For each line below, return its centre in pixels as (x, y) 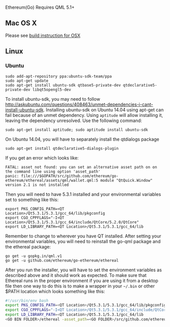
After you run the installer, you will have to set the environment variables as (83, 270)
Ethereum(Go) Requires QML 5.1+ (40, 7)
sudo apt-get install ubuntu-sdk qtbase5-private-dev (63, 85)
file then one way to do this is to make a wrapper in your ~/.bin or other (80, 286)
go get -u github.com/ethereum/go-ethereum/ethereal (62, 260)
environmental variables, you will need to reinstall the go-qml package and (83, 241)
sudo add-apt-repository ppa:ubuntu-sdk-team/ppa (59, 76)
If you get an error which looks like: (42, 158)
